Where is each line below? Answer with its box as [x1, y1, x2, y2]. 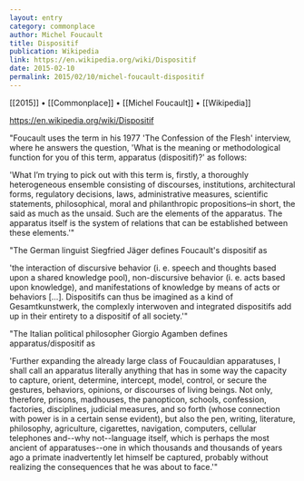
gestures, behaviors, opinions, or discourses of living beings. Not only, [9, 384, 273, 395]
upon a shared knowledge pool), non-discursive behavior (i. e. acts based [9, 271, 286, 282]
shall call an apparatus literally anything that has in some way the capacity [9, 365, 288, 376]
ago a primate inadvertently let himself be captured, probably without [9, 451, 270, 463]
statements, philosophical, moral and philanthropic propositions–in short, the [9, 198, 296, 209]
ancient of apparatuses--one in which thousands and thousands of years [9, 442, 283, 453]
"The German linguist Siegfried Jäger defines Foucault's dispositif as [9, 244, 268, 255]
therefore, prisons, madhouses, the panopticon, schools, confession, [9, 394, 267, 405]
